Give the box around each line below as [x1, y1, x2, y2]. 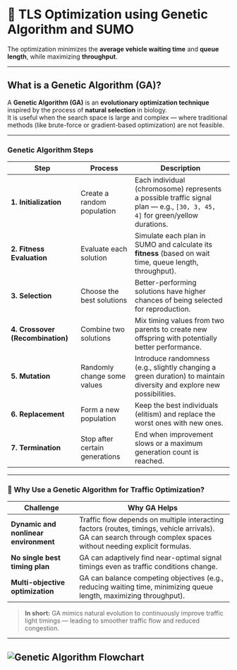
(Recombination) [11, 334, 68, 343]
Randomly [80, 363, 114, 372]
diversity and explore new [135, 380, 221, 390]
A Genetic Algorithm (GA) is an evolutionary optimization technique [7, 98, 209, 107]
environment [11, 537, 55, 547]
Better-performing [135, 278, 197, 288]
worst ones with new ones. [135, 418, 224, 428]
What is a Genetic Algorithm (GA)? [7, 79, 162, 91]
